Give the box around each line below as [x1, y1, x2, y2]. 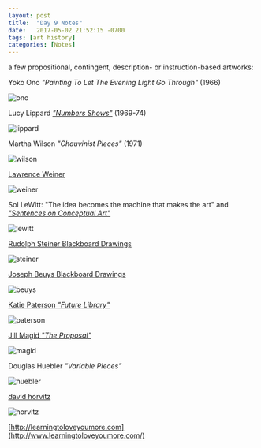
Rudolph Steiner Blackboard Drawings [8, 239, 132, 248]
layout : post [8, 11, 51, 20]
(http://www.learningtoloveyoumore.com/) [8, 431, 145, 440]
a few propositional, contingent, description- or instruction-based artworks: [8, 62, 254, 72]
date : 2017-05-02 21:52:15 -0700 [8, 26, 125, 34]
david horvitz [8, 392, 51, 401]
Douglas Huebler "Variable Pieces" [8, 361, 122, 371]
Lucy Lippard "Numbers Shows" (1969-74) [8, 108, 147, 118]
